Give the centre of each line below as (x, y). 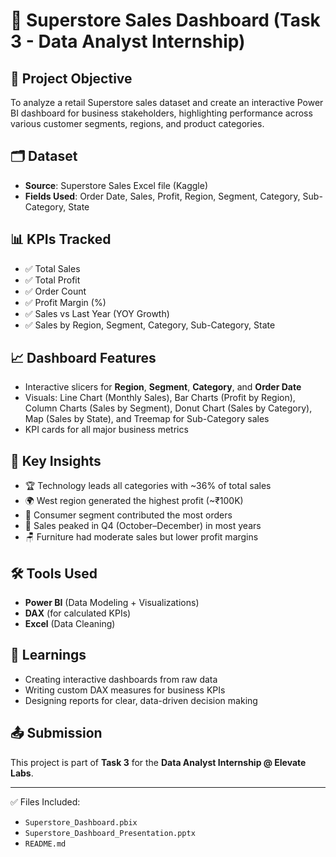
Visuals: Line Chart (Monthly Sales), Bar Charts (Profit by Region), (160, 398)
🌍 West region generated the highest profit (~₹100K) (134, 501)
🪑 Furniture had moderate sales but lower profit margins (141, 537)
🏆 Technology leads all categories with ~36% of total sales (148, 486)
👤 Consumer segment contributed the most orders (128, 515)
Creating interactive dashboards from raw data (121, 679)
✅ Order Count (55, 291)
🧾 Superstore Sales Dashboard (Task (165, 20)
